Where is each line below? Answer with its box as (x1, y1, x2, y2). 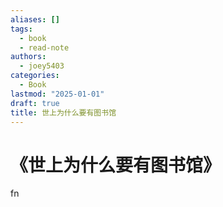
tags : (10, 24, 33, 34)
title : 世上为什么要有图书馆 (10, 107, 117, 118)
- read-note (19, 42, 70, 53)
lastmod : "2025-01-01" (10, 89, 105, 99)
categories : (10, 71, 60, 81)
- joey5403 (19, 61, 65, 71)
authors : (10, 52, 47, 62)
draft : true (10, 98, 60, 108)
